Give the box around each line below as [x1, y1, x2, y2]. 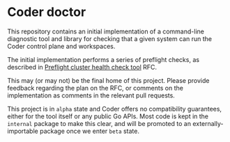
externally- [192, 119, 224, 127]
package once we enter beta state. [39, 127, 139, 135]
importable [7, 127, 38, 135]
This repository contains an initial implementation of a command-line [7, 27, 204, 35]
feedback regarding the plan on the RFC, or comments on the [7, 84, 183, 92]
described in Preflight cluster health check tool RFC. [7, 63, 158, 71]
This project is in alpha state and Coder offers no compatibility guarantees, [7, 104, 222, 113]
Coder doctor [7, 4, 86, 20]
